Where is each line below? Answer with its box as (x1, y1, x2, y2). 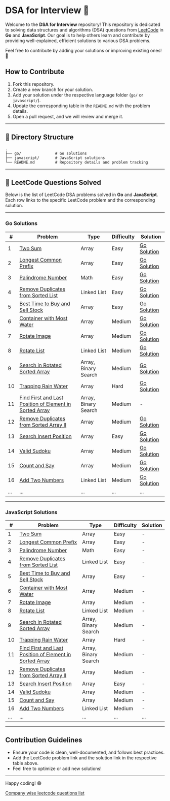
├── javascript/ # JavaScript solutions (5, 155, 105, 161)
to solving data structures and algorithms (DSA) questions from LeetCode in (5, 26, 163, 33)
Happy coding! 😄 (5, 780, 42, 786)
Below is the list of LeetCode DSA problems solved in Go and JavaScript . (5, 191, 158, 198)
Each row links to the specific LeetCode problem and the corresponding (5, 197, 155, 203)
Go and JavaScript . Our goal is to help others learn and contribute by (5, 32, 150, 38)
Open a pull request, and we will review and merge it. (12, 113, 123, 119)
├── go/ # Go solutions (5, 151, 87, 156)
